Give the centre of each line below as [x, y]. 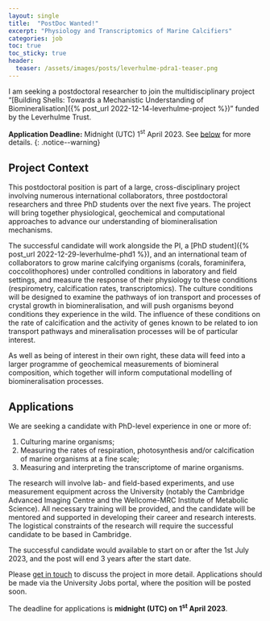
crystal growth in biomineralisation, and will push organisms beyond [121, 306]
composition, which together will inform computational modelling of [120, 373]
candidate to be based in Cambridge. [70, 535]
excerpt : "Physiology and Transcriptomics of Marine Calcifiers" [120, 31]
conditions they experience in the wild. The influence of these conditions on [134, 315]
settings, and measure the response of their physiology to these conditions [133, 280]
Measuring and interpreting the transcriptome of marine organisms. [132, 468]
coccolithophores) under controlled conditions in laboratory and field [123, 272]
